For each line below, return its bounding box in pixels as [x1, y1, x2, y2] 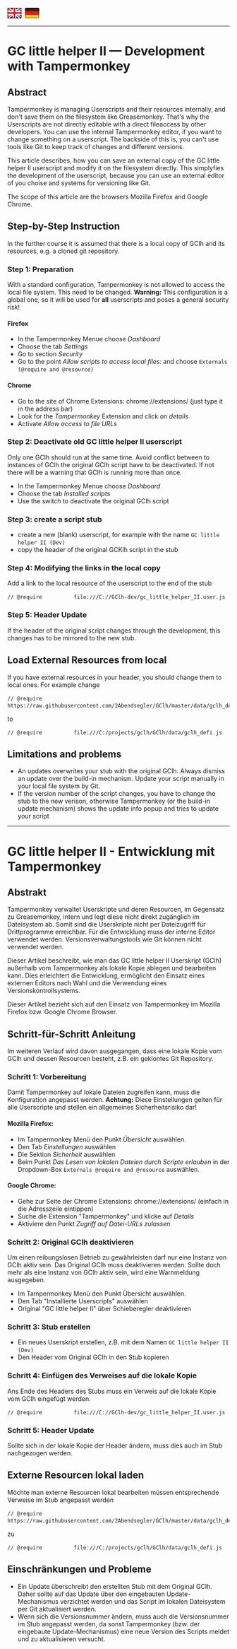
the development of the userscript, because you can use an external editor [7, 171, 224, 180]
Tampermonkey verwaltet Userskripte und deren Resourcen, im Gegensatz [7, 905, 225, 914]
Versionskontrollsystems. [7, 987, 80, 995]
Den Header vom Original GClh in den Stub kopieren [17, 1353, 169, 1361]
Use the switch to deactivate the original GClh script [17, 496, 169, 505]
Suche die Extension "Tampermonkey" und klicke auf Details [17, 1211, 195, 1220]
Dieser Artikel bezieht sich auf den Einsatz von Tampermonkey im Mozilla [7, 1000, 221, 1009]
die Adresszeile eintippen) [17, 1204, 94, 1213]
